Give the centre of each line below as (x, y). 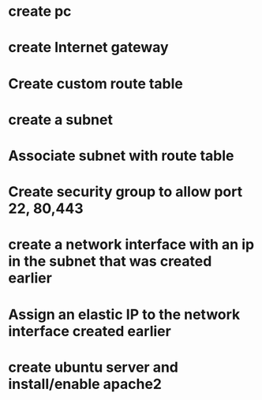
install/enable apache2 (85, 384)
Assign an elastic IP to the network (124, 314)
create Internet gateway (88, 48)
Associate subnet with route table (121, 155)
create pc (40, 11)
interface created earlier (90, 331)
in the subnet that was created (110, 262)
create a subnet (60, 120)
